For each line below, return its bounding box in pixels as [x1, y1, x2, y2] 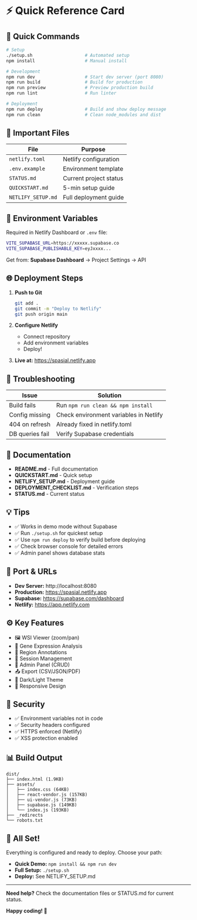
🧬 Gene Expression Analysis [14, 642, 83, 650]
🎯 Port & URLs [6, 567, 57, 577]
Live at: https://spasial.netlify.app [14, 357, 96, 364]
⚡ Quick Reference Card [6, 4, 125, 18]
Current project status [62, 174, 124, 182]
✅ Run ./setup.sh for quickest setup [14, 529, 103, 536]
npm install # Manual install [6, 58, 127, 64]
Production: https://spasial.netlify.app [14, 588, 107, 596]
